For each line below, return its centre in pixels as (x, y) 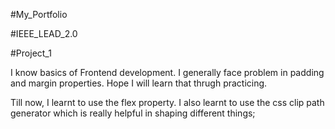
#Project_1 (31, 53)
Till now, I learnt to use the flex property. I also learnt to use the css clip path (167, 102)
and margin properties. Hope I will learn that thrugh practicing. (139, 83)
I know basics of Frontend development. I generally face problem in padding (167, 72)
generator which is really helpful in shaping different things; (133, 113)
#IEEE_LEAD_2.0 (44, 33)
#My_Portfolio (39, 14)
